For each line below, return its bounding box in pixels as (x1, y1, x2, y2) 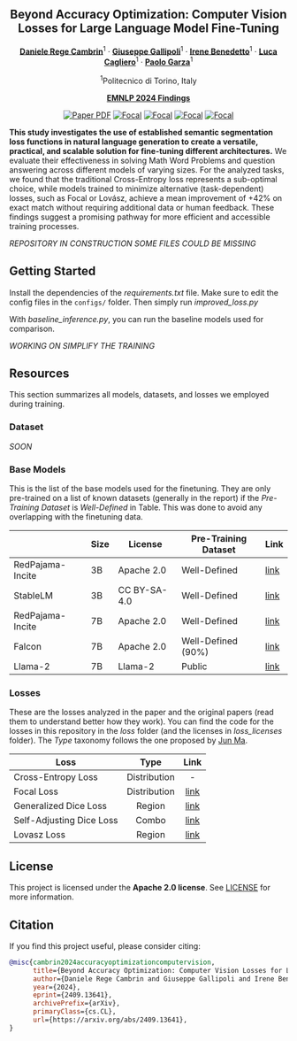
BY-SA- (133, 584, 168, 596)
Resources (9, 366, 70, 381)
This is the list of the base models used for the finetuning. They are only (9, 483, 271, 494)
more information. (9, 891, 74, 902)
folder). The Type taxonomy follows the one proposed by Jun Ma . (9, 735, 248, 746)
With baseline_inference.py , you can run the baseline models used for (9, 313, 264, 324)
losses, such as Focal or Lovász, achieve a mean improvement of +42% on (9, 192, 283, 203)
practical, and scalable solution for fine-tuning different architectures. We (9, 145, 287, 156)
